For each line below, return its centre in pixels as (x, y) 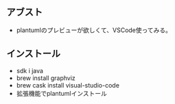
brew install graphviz (46, 78)
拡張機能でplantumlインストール (62, 93)
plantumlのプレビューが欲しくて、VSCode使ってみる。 (94, 30)
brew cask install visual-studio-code (68, 85)
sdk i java (30, 70)
